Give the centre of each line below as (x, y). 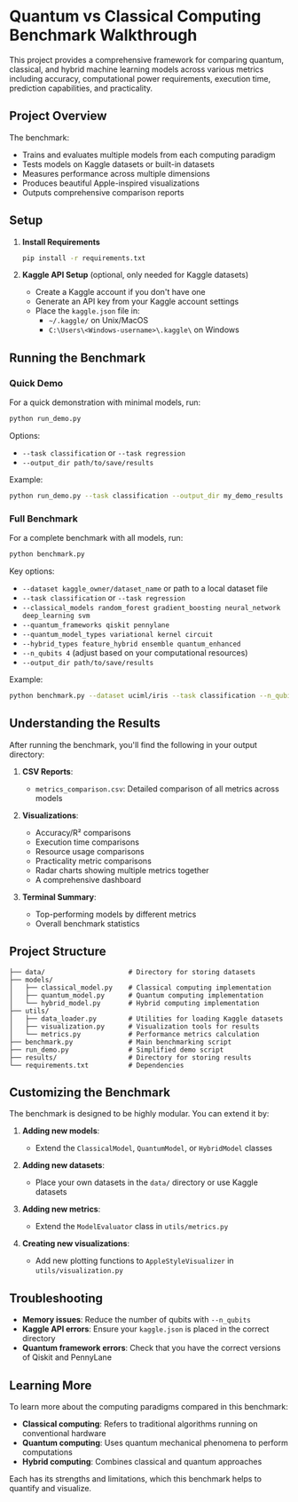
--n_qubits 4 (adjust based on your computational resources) (135, 653)
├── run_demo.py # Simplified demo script (117, 1050)
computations (47, 1452)
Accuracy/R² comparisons (83, 832)
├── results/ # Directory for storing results (130, 1057)
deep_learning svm (56, 616)
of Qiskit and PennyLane (67, 1357)
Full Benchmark (43, 519)
